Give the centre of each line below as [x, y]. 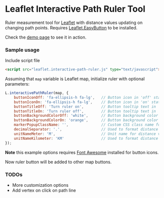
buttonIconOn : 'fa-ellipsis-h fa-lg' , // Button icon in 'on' [82, 102]
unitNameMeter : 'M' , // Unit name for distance [85, 134]
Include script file [22, 61]
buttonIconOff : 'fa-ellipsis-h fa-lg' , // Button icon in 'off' [83, 97]
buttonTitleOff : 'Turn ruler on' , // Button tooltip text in [85, 107]
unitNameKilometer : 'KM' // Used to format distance [86, 138]
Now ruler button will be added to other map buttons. [58, 162]
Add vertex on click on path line [44, 190]
